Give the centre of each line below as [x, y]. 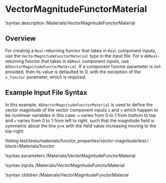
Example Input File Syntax [46, 93]
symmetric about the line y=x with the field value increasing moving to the [81, 126]
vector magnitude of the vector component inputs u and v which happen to [82, 110]
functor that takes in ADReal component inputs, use [77, 61]
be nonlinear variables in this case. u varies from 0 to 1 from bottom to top [81, 115]
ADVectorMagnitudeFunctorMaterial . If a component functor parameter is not [83, 66]
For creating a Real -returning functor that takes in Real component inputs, [81, 50]
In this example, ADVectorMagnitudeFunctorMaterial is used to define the [79, 104]
